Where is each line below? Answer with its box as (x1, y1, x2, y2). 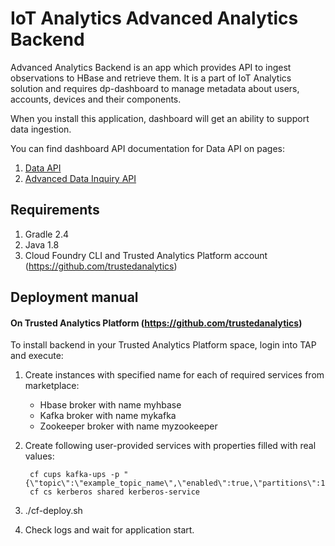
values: (24, 450, 55, 462)
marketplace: (24, 380, 80, 392)
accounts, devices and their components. (10, 93, 182, 105)
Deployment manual (10, 289, 139, 306)
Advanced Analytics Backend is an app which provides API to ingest (10, 61, 292, 73)
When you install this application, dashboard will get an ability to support (10, 112, 310, 124)
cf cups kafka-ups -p (29, 470, 120, 480)
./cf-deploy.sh (24, 505, 83, 517)
